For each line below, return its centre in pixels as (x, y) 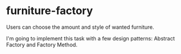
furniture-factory (50, 11)
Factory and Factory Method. (42, 45)
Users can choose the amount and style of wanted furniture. (80, 27)
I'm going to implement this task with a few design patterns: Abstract (90, 38)
